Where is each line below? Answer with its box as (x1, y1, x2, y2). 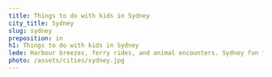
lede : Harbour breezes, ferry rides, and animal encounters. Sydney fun (8, 49, 259, 57)
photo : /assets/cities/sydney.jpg (8, 57, 125, 65)
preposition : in (8, 34, 63, 43)
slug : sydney (8, 26, 53, 34)
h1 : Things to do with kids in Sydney (8, 42, 139, 50)
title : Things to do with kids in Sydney (8, 11, 151, 20)
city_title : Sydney (8, 19, 74, 27)
